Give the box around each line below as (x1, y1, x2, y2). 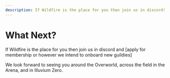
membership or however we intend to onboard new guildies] (5, 51, 132, 58)
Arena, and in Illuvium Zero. (5, 67, 63, 73)
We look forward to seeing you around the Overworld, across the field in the (5, 62, 165, 68)
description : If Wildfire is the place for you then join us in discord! (5, 7, 166, 13)
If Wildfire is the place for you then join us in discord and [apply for (5, 46, 146, 53)
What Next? (5, 29, 57, 41)
